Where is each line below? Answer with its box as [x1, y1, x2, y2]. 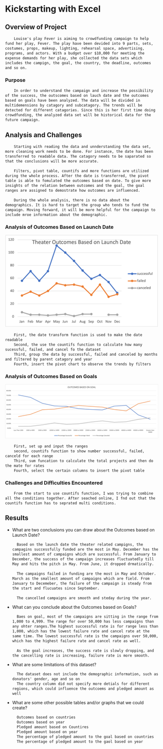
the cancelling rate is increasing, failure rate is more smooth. [12, 653, 150, 658]
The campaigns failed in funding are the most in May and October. [17, 571, 157, 576]
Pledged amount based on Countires [17, 724, 89, 730]
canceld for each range [5, 454, 54, 458]
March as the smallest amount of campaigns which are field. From [12, 576, 150, 581]
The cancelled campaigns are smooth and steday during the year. [17, 595, 152, 601]
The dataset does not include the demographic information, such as [17, 672, 159, 676]
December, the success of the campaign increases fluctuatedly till [12, 556, 154, 562]
